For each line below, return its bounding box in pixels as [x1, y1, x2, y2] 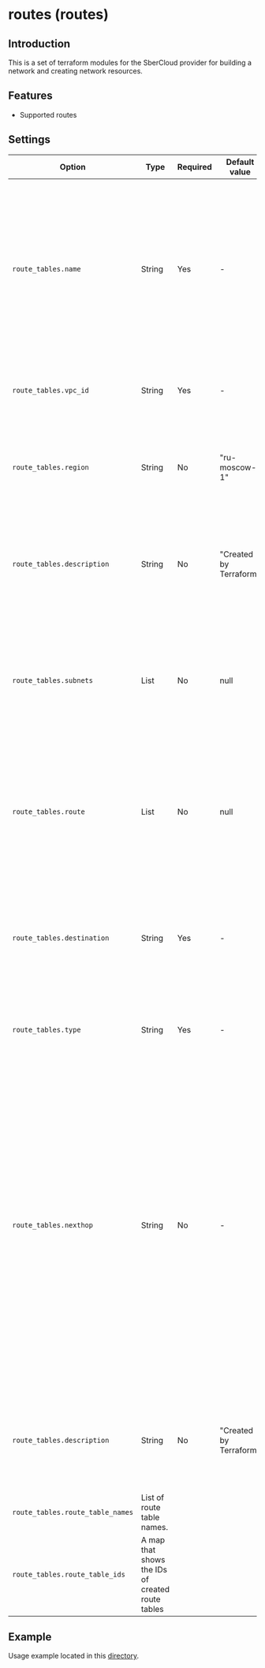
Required [177, 161, 213, 172]
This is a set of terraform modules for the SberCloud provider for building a [8, 58, 252, 67]
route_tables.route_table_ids [12, 1569, 126, 1579]
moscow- [219, 462, 257, 473]
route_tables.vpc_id [12, 385, 89, 395]
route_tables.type [12, 1025, 81, 1034]
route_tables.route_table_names [12, 1508, 134, 1516]
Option [59, 161, 86, 172]
